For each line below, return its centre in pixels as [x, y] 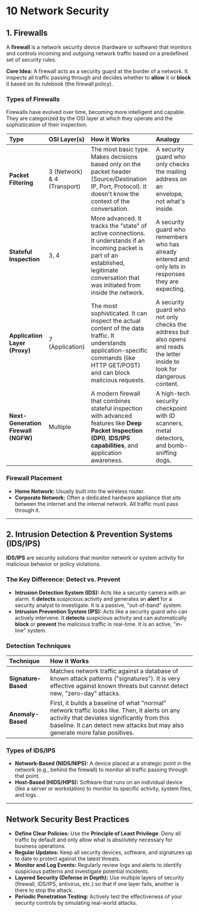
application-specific [119, 350]
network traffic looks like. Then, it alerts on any [115, 710]
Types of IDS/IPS [31, 750]
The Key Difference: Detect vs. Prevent [63, 579]
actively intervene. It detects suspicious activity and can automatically [101, 617]
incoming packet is [117, 248]
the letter [168, 354]
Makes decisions [114, 157]
